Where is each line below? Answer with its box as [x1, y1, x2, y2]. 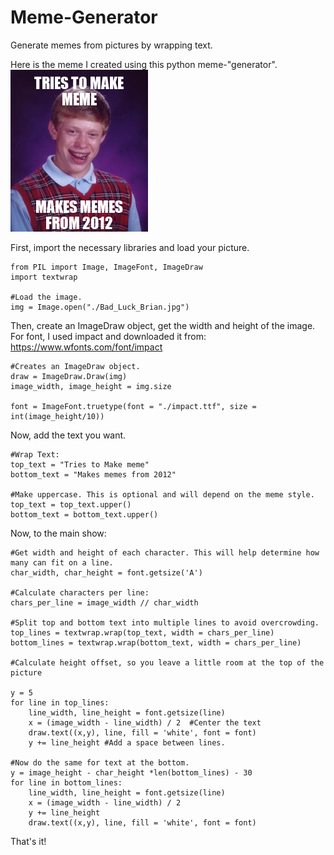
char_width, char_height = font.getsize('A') [10, 567, 203, 578]
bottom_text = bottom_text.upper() [10, 509, 159, 520]
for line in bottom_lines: [10, 777, 123, 788]
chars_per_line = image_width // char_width [10, 597, 199, 608]
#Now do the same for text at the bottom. [10, 757, 190, 768]
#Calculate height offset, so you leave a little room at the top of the [10, 657, 325, 668]
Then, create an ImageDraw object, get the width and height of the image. [10, 319, 316, 331]
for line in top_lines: [10, 697, 110, 708]
